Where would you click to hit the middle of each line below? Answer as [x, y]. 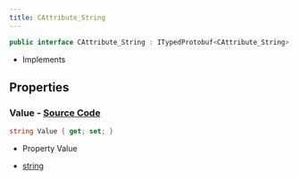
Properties [39, 87]
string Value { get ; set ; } [62, 132]
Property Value [50, 149]
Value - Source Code [55, 113]
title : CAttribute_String [57, 17]
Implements [44, 59]
